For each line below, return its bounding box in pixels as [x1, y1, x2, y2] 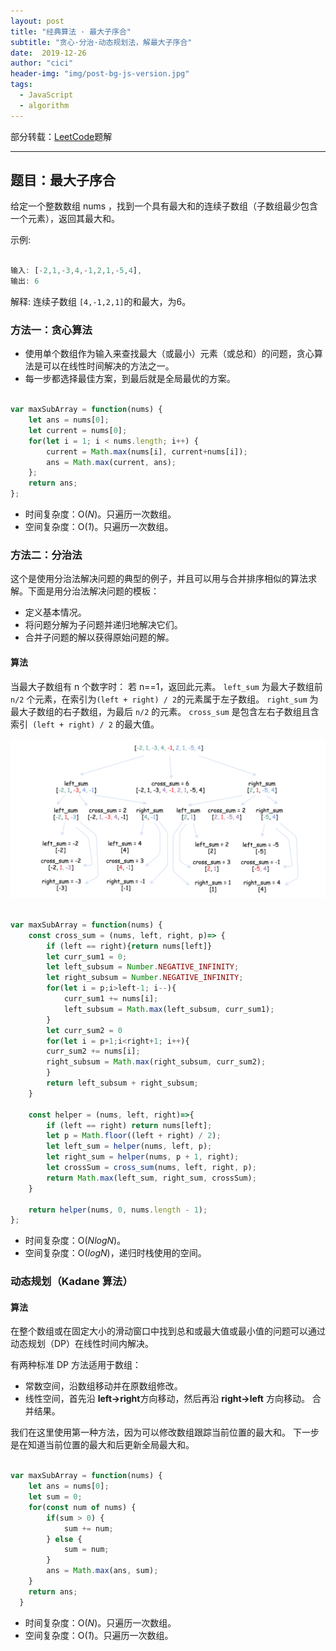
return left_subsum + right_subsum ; [46, 1078, 199, 1089]
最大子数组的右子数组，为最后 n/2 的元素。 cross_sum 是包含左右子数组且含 [10, 705, 320, 717]
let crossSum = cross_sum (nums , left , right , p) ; [46, 1163, 257, 1173]
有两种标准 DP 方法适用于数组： [10, 1359, 142, 1371]
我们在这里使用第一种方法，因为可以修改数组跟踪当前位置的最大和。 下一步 [10, 1426, 320, 1439]
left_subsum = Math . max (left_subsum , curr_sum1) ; [63, 1004, 275, 1014]
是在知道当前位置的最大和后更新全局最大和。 [10, 1439, 195, 1451]
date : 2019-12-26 [10, 48, 87, 58]
